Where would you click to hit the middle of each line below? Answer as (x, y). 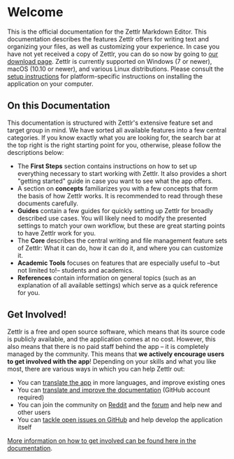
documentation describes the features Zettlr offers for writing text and (108, 39)
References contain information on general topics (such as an (107, 278)
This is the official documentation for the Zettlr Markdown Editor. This (107, 32)
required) (31, 397)
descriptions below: (36, 152)
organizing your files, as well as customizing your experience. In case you (114, 46)
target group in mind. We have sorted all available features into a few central (117, 130)
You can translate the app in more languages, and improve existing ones (121, 382)
